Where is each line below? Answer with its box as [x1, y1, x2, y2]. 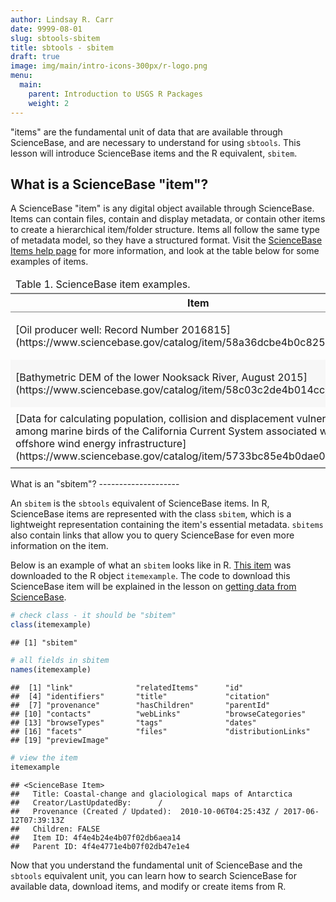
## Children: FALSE [10, 824, 101, 834]
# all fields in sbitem [10, 656, 110, 666]
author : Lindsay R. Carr [10, 14, 114, 25]
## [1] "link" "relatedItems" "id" [10, 682, 244, 693]
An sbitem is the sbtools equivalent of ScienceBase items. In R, [10, 497, 270, 510]
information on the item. [10, 540, 109, 552]
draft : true [10, 52, 60, 62]
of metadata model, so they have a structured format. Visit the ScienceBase [10, 234, 323, 246]
